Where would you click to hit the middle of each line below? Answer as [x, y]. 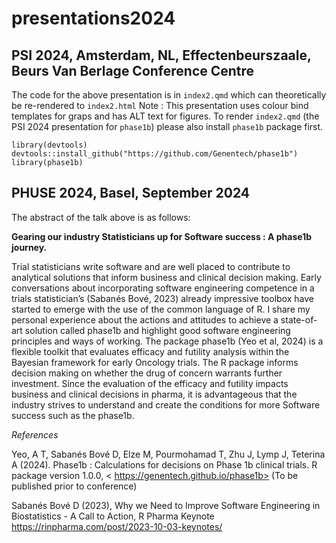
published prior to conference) [74, 486]
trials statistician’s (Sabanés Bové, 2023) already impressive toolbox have [162, 298]
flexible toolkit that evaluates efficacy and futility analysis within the [150, 351]
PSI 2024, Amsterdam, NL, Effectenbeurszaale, [161, 55]
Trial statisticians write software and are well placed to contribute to [151, 266]
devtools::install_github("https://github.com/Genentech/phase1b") [155, 154]
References [35, 434]
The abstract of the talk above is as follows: [101, 217]
